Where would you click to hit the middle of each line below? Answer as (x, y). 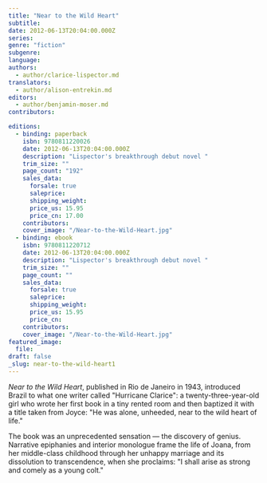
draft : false (30, 357)
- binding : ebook (44, 238)
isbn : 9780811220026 (57, 141)
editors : (23, 97)
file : (25, 349)
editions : (25, 127)
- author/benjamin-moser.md (62, 105)
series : (21, 38)
